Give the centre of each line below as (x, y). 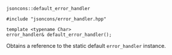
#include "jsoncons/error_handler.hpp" (56, 19)
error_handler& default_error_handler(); (59, 35)
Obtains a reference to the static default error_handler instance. (86, 46)
